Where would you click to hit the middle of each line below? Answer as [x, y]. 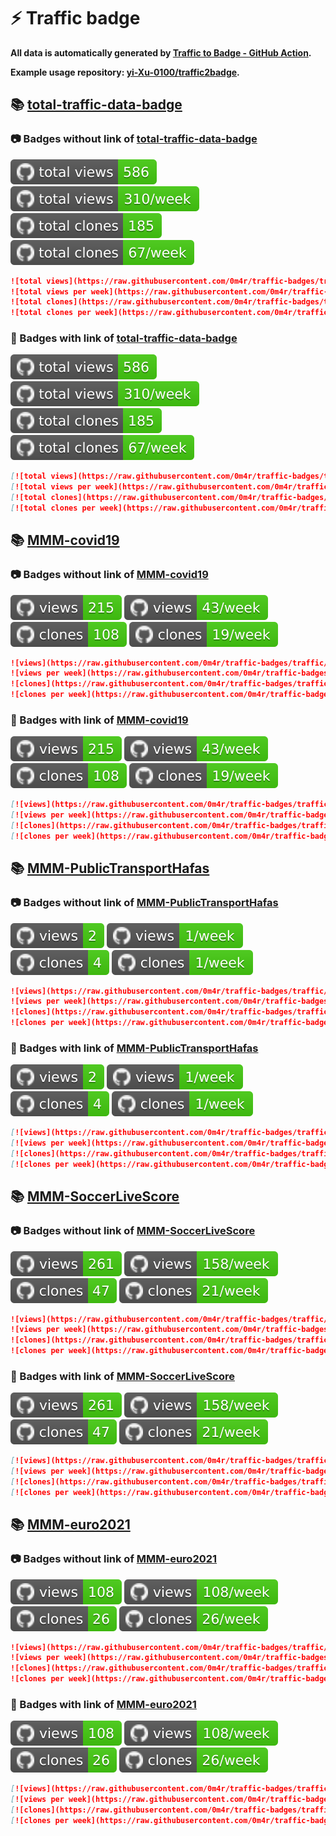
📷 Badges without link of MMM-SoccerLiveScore [133, 1231]
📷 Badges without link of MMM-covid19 [109, 575]
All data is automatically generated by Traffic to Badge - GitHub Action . [161, 52]
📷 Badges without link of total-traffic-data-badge [134, 139]
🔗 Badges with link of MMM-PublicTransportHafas [134, 1048]
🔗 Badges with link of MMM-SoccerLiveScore [122, 1376]
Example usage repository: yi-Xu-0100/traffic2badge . [125, 72]
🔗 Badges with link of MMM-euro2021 [103, 1704]
